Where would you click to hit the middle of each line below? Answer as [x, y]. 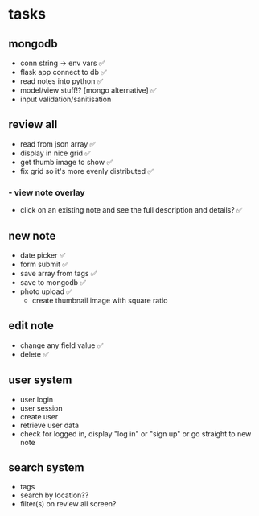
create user [39, 416]
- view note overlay [47, 192]
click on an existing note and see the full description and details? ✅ [131, 210]
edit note [31, 326]
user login [37, 399]
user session [41, 408]
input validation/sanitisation [66, 99]
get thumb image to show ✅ [66, 162]
